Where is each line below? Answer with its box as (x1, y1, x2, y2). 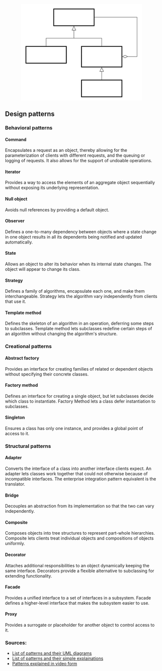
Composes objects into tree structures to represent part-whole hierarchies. (5, 530, 155, 536)
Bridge (5, 492, 19, 498)
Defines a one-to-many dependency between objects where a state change (5, 228, 157, 235)
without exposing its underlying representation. (5, 185, 99, 191)
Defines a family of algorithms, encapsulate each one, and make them (5, 288, 145, 294)
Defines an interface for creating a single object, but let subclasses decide (5, 393, 154, 399)
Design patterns (5, 110, 55, 118)
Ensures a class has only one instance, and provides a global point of (5, 425, 144, 431)
